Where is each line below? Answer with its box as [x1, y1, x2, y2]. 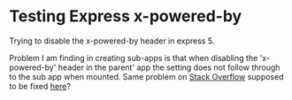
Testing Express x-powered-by [9, 6, 242, 27]
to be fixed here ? [9, 81, 71, 91]
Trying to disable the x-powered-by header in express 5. [9, 35, 215, 46]
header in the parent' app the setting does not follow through [58, 62, 280, 73]
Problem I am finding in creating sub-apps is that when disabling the [9, 52, 258, 63]
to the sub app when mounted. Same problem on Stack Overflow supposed [9, 71, 284, 81]
